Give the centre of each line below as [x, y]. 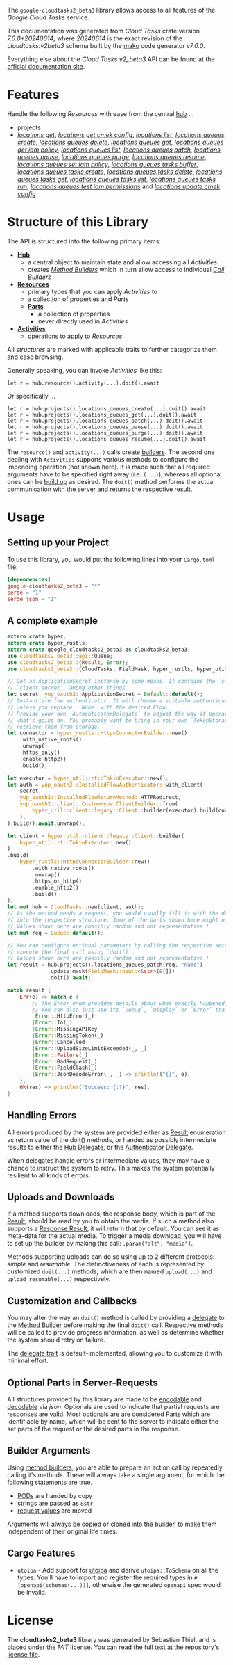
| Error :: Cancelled [59, 1042]
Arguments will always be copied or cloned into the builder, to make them [112, 1524]
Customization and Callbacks [72, 1301]
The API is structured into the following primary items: [84, 241]
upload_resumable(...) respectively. [59, 1279]
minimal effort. [28, 1361]
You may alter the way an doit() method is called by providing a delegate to [116, 1318]
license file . [24, 1654]
